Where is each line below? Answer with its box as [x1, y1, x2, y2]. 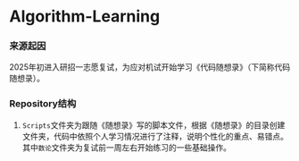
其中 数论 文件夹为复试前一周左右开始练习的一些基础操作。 [21, 141, 232, 153]
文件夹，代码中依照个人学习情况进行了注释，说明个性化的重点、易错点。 [21, 131, 288, 141]
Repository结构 [9, 97, 77, 110]
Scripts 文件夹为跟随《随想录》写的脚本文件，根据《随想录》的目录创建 [21, 119, 286, 131]
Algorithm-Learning [9, 6, 161, 27]
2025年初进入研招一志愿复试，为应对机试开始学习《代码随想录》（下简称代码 [9, 62, 291, 72]
